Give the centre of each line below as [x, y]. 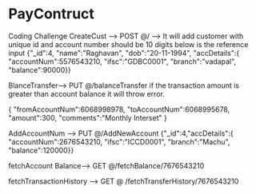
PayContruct [51, 14]
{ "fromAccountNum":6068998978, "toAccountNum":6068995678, [119, 109]
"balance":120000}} [41, 150]
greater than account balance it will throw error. [87, 93]
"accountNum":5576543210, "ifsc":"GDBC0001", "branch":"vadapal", [122, 61]
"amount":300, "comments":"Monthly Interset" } [88, 117]
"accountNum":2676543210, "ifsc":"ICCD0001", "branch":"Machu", [119, 141]
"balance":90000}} [40, 69]
